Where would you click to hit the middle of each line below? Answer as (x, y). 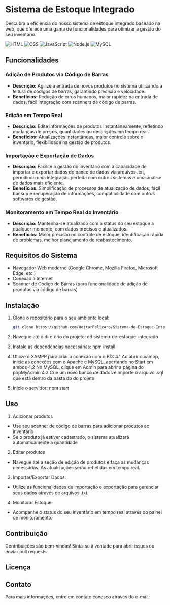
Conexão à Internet (33, 279)
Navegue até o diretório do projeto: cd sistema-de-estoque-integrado (85, 337)
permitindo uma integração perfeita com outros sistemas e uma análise (87, 178)
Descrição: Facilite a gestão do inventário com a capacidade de (80, 167)
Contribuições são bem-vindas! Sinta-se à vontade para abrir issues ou (80, 546)
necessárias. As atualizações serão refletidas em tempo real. (76, 467)
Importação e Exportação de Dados (50, 155)
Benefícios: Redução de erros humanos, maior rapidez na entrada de (85, 96)
